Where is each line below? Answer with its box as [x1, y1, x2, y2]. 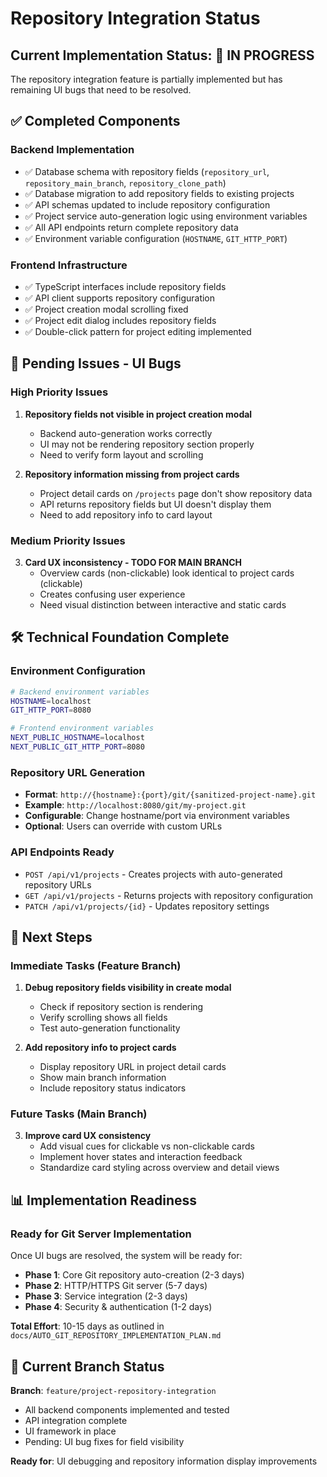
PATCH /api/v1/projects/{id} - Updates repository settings [24, 900, 270, 912]
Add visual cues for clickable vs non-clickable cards [39, 1140, 255, 1152]
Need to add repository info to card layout [39, 508, 213, 521]
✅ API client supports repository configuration [24, 292, 216, 304]
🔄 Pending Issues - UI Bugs [10, 355, 182, 372]
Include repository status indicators [39, 1082, 187, 1094]
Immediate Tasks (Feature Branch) [10, 958, 182, 972]
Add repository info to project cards [24, 1042, 177, 1054]
